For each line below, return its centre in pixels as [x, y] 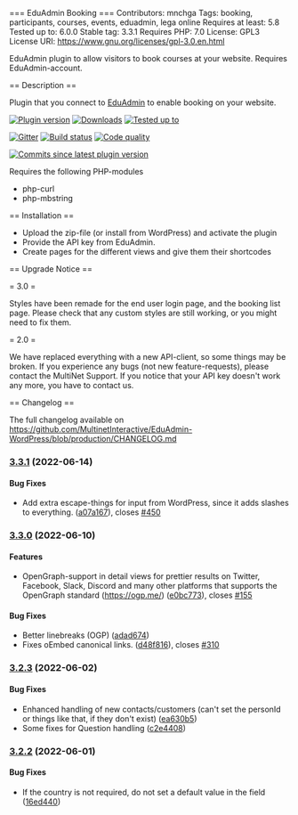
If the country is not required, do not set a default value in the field [144, 792]
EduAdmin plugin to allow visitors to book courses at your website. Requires [148, 58]
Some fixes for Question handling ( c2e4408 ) [104, 728]
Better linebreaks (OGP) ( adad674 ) [85, 635]
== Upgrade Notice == [51, 269]
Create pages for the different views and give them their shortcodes [146, 252]
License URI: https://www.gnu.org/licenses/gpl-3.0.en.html [117, 41]
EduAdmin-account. [46, 68]
